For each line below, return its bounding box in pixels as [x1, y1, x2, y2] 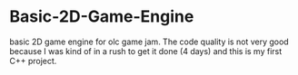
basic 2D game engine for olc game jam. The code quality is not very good [9, 36, 289, 47]
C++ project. [9, 55, 57, 66]
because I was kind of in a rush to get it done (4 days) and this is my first [9, 45, 283, 56]
